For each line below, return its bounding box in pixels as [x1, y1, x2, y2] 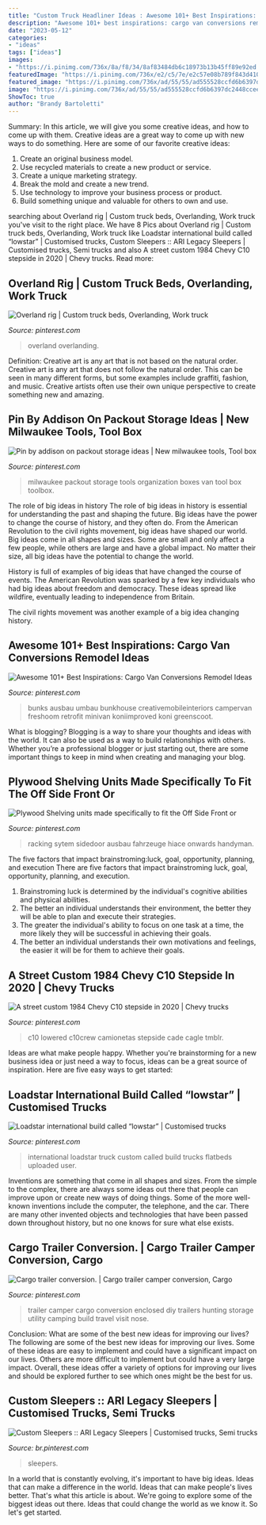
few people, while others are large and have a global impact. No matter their [8, 542, 256, 552]
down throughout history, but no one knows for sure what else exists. [8, 1218, 234, 1228]
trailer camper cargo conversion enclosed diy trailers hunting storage [27, 1305, 254, 1315]
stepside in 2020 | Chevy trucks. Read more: [8, 254, 154, 263]
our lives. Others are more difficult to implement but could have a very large [8, 1354, 255, 1364]
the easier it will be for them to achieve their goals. [19, 945, 185, 956]
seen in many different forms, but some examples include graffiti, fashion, [8, 373, 249, 382]
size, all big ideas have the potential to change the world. [8, 551, 194, 561]
